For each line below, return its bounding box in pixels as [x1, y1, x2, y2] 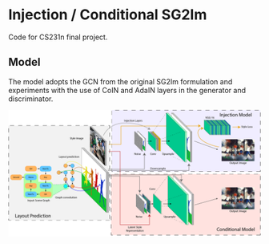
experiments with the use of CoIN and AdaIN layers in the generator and [8, 85, 247, 95]
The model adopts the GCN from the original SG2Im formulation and [8, 76, 233, 86]
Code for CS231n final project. [8, 32, 108, 42]
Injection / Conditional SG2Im [8, 6, 207, 24]
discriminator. [8, 94, 54, 104]
